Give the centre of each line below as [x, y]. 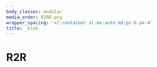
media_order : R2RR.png [34, 17]
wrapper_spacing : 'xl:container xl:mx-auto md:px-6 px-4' [79, 23]
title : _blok [22, 28]
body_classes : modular [34, 12]
